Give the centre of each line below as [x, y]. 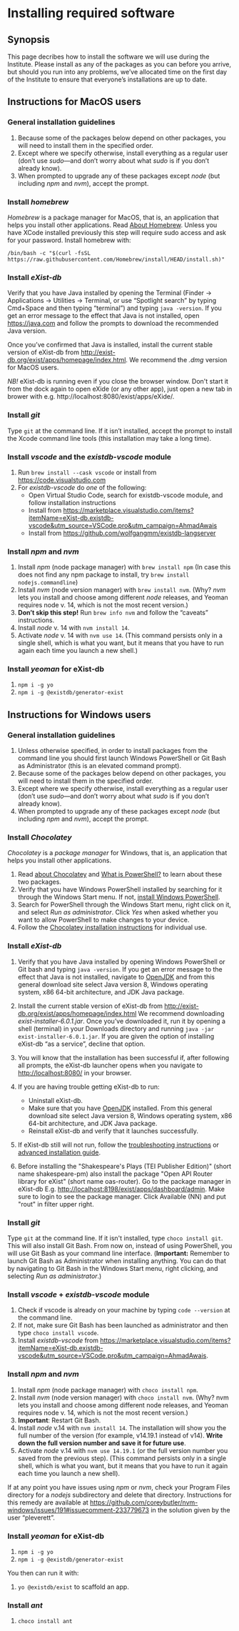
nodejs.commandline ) [48, 582]
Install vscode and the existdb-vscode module [90, 457]
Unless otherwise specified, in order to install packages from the [113, 751]
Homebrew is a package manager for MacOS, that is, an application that [113, 217]
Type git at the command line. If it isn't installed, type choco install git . [115, 1238]
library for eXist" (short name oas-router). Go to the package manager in [124, 1181]
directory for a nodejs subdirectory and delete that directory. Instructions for [119, 1495]
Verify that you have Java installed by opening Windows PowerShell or [122, 962]
